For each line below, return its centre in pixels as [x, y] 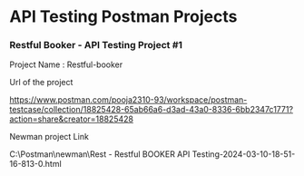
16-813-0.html [35, 164]
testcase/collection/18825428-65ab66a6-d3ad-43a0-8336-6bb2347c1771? [151, 110]
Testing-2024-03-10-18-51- [244, 154]
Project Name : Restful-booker [66, 64]
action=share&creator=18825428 [72, 119]
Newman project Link [49, 137]
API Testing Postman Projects [123, 17]
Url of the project [41, 83]
